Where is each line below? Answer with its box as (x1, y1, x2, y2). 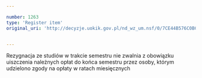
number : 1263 (6, 14, 39, 20)
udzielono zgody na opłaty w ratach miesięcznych (6, 65, 130, 72)
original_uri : (6, 25, 42, 31)
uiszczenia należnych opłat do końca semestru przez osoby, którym (6, 58, 174, 66)
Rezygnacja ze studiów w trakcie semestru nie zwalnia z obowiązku (6, 52, 174, 59)
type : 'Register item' (6, 19, 63, 26)
